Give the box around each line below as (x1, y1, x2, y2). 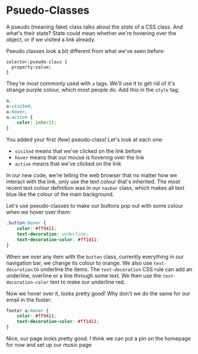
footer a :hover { (6, 308, 49, 314)
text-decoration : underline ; (17, 231, 89, 237)
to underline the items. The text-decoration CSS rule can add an (34, 265, 193, 272)
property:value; (11, 64, 52, 70)
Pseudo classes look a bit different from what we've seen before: (6, 47, 165, 54)
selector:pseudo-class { (6, 59, 68, 65)
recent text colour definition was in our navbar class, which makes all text (6, 184, 185, 192)
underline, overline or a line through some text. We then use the (6, 272, 162, 279)
